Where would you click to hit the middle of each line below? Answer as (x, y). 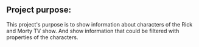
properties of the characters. (42, 37)
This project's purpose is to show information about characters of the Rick (100, 24)
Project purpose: (39, 10)
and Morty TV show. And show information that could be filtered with (93, 31)
